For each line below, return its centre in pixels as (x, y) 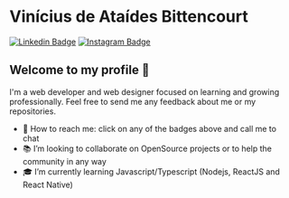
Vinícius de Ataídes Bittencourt (129, 17)
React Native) (48, 184)
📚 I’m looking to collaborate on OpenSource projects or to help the (147, 148)
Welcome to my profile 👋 (79, 70)
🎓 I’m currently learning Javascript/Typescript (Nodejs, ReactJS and (151, 171)
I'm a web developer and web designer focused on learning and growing (144, 91)
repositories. (33, 111)
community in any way (64, 161)
